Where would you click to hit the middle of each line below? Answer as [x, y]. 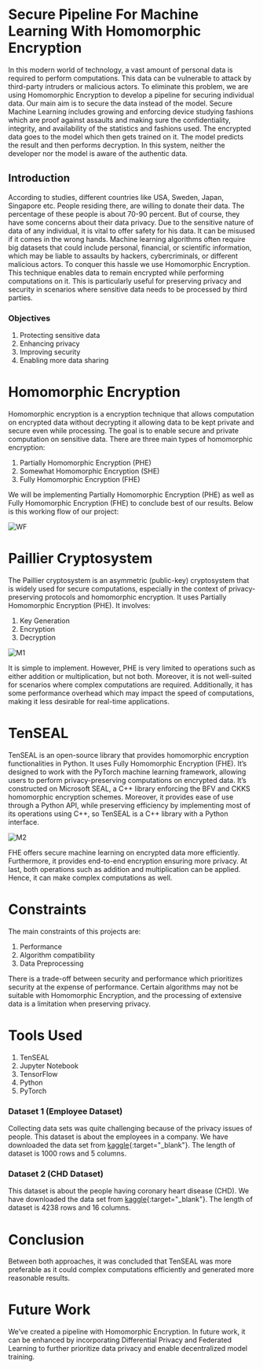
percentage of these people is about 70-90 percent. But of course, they [124, 213]
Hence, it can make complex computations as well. [90, 877]
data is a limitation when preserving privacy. [79, 1004]
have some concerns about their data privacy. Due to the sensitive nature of [131, 222]
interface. [24, 822]
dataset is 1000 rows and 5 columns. [68, 1154]
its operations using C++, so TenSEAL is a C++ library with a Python [118, 814]
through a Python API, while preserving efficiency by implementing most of [130, 805]
